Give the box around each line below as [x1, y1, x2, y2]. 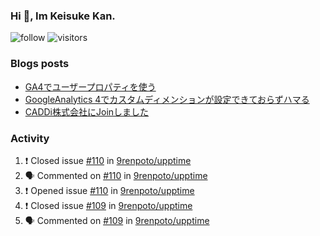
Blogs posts [10, 57, 70, 71]
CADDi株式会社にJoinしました [24, 105, 150, 118]
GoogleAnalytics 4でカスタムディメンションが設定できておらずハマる [24, 93, 310, 105]
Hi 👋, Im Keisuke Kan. [10, 9, 116, 23]
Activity [10, 131, 50, 145]
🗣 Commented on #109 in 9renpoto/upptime [24, 214, 210, 226]
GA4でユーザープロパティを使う [24, 80, 157, 93]
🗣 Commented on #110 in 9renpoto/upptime [24, 169, 208, 181]
